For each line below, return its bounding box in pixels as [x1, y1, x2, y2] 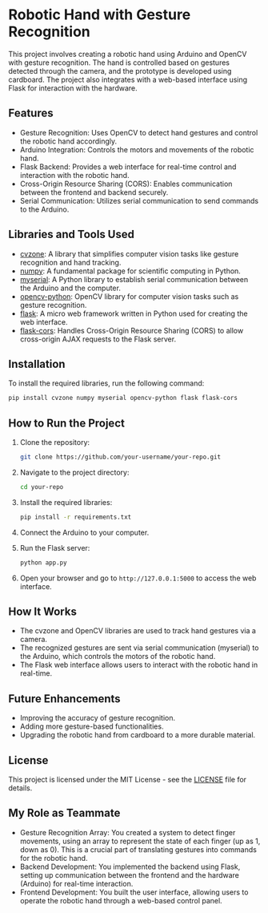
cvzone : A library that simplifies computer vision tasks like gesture [19, 248, 239, 258]
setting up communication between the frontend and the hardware [19, 870, 240, 879]
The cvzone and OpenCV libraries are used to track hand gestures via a [19, 626, 256, 636]
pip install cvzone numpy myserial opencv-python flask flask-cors [8, 394, 238, 402]
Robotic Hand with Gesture [8, 6, 191, 24]
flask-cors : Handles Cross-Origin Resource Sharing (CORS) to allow [19, 325, 244, 335]
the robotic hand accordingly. [19, 136, 118, 146]
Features [8, 107, 54, 120]
